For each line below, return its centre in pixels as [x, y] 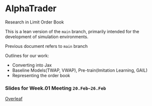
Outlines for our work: [27, 55]
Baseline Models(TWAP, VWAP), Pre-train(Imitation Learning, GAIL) [80, 70]
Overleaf [14, 99]
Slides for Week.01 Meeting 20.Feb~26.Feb [55, 88]
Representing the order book [41, 75]
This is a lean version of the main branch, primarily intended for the [72, 31]
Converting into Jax [32, 65]
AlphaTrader [31, 9]
